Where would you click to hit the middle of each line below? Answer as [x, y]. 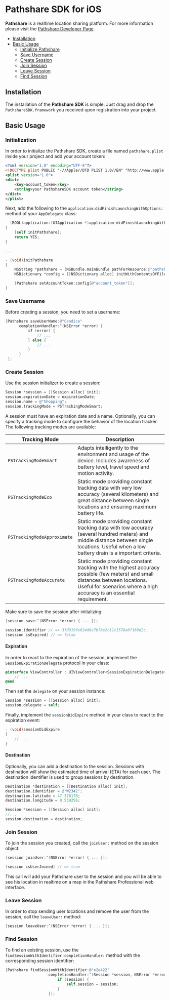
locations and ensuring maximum [117, 506]
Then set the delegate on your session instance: [55, 691]
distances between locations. [113, 580]
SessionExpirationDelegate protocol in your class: [57, 663]
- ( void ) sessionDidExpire [32, 730]
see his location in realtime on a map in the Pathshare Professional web [79, 882]
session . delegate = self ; [32, 705]
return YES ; [27, 237]
